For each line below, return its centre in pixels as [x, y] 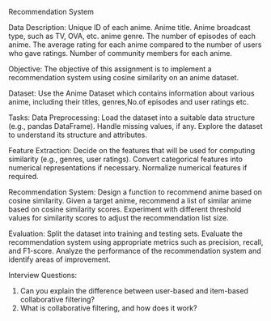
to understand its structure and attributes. [78, 135]
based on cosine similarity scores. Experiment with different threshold [125, 209]
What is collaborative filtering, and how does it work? [108, 308]
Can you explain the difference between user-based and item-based [134, 291]
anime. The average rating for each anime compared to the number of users [135, 45]
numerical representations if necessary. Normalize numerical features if [128, 168]
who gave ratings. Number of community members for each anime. [121, 53]
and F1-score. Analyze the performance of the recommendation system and [135, 251]
